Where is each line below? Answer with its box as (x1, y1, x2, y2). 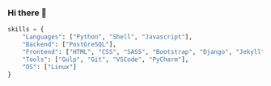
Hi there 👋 (7, 7, 48, 18)
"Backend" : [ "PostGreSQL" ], (22, 40, 116, 49)
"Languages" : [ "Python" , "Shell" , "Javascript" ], (22, 33, 193, 41)
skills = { (7, 26, 44, 34)
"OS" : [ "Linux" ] (22, 63, 78, 71)
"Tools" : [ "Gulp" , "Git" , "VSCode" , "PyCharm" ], (22, 55, 189, 63)
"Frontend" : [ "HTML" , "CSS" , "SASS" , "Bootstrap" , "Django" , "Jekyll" (22, 47, 265, 55)
